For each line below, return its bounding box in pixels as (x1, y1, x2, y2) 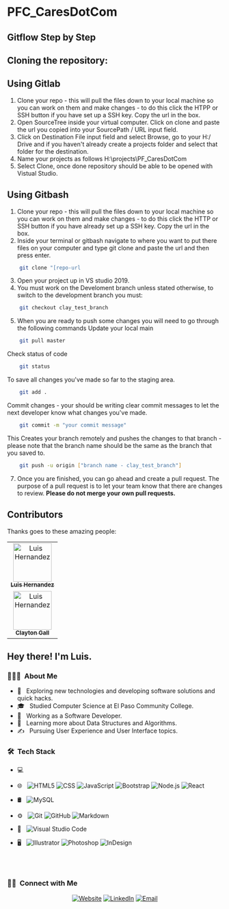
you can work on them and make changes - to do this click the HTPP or (16, 104, 219, 112)
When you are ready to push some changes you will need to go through (16, 317, 219, 325)
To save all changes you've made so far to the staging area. (7, 375, 176, 384)
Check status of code (7, 350, 68, 358)
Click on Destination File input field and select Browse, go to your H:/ (16, 132, 211, 141)
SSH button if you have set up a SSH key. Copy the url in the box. (16, 110, 201, 119)
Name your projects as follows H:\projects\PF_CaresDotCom (16, 154, 187, 163)
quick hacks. (16, 694, 53, 703)
